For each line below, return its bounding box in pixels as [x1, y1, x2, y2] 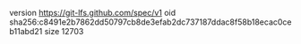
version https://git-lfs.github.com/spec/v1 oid [9, 8, 176, 18]
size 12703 [44, 26, 84, 36]
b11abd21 [9, 26, 43, 36]
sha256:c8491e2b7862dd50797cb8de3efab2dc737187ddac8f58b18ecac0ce [9, 17, 292, 27]
